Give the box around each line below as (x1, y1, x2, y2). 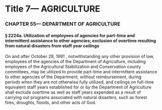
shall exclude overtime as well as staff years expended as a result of (5, 89, 141, 95)
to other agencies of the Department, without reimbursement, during (5, 74, 142, 80)
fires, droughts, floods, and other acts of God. (5, 100, 97, 106)
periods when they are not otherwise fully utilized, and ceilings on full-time (5, 79, 154, 85)
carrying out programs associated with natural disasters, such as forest (5, 95, 147, 100)
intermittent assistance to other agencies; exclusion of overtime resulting (5, 38, 156, 43)
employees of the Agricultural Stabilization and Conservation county (5, 64, 141, 69)
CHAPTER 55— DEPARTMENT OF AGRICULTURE (5, 21, 121, 27)
